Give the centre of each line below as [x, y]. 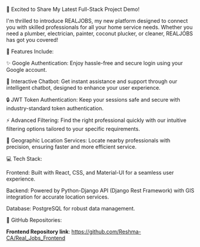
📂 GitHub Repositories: [34, 220]
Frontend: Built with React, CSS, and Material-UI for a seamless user [90, 173]
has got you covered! [32, 40]
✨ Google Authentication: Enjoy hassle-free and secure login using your [95, 63]
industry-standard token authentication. [55, 108]
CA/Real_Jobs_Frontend [36, 238]
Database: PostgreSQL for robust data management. [71, 208]
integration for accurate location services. [58, 197]
